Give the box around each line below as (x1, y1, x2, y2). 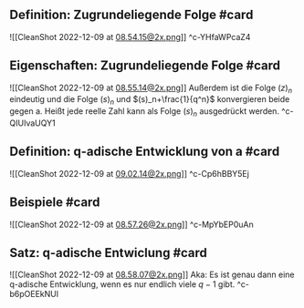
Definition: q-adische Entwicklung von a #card (9, 144, 280, 159)
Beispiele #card (9, 195, 100, 210)
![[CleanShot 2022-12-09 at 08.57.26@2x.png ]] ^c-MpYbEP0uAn (9, 219, 254, 230)
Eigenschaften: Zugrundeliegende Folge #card (9, 58, 281, 74)
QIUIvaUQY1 (9, 118, 57, 128)
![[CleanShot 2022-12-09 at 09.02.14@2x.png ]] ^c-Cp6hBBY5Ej (9, 168, 249, 179)
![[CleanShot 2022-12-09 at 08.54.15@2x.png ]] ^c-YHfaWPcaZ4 (9, 31, 251, 42)
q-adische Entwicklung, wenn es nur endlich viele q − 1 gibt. (9, 279, 236, 290)
